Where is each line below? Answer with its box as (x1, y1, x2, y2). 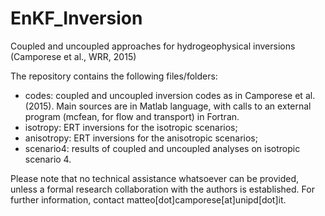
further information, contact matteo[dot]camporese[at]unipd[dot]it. (10, 193, 287, 206)
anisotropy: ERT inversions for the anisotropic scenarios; (24, 132, 258, 144)
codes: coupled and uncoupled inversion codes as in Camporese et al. (24, 89, 316, 101)
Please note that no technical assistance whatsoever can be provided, (10, 172, 300, 184)
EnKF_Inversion (10, 7, 143, 30)
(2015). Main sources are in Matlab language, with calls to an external (24, 100, 312, 112)
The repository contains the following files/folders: (10, 70, 218, 82)
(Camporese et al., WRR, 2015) (10, 50, 137, 62)
